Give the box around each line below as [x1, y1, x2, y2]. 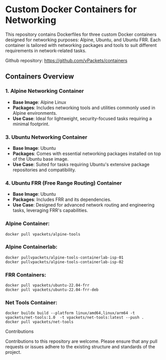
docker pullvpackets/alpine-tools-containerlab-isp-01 [5, 255, 124, 260]
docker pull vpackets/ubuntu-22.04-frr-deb [5, 287, 99, 293]
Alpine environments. [12, 110, 57, 116]
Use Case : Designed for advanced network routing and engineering [12, 202, 155, 208]
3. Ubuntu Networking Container [5, 134, 88, 141]
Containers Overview [5, 72, 75, 81]
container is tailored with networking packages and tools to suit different [5, 42, 157, 48]
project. [5, 349, 22, 355]
